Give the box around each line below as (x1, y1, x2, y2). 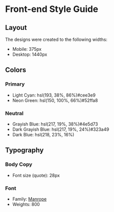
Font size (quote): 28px (12, 172, 60, 178)
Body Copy (5, 161, 33, 168)
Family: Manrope (12, 196, 47, 202)
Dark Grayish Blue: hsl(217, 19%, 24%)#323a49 (12, 126, 110, 132)
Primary (5, 81, 25, 88)
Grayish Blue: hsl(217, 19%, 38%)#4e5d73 (12, 121, 98, 127)
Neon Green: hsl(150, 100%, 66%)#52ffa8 (12, 97, 98, 103)
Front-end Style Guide (5, 3, 98, 15)
